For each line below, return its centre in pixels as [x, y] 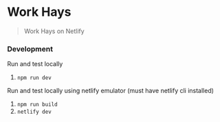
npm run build [37, 105]
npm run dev [34, 78]
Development [30, 49]
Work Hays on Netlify [54, 31]
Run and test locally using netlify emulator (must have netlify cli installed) [111, 91]
